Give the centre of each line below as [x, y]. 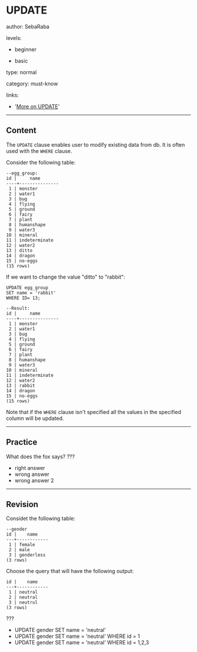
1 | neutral [23, 593]
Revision [22, 504]
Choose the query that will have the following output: [70, 571]
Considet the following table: [41, 518]
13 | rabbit [21, 385]
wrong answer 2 [34, 480]
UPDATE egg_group [27, 287]
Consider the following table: [41, 162]
